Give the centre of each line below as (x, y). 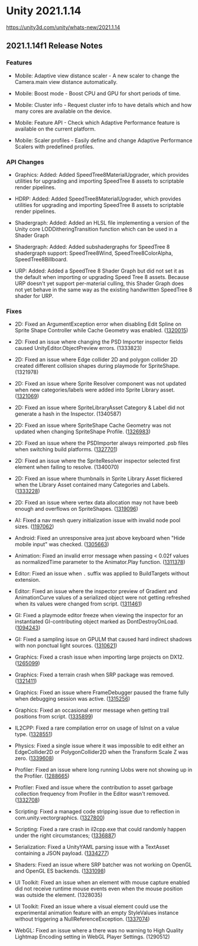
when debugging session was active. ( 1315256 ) (72, 699)
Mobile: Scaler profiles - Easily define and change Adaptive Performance (103, 140)
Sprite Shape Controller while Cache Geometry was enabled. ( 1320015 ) (101, 331)
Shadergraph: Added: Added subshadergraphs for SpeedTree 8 (92, 247)
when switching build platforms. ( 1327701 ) (66, 449)
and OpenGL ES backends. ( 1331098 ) (60, 871)
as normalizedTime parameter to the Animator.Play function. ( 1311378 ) (100, 562)
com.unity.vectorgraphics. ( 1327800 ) (60, 818)
